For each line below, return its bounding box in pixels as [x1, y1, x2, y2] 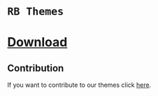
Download [7, 34, 68, 50]
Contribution [7, 62, 64, 74]
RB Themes [7, 5, 64, 18]
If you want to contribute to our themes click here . [7, 81, 152, 89]
